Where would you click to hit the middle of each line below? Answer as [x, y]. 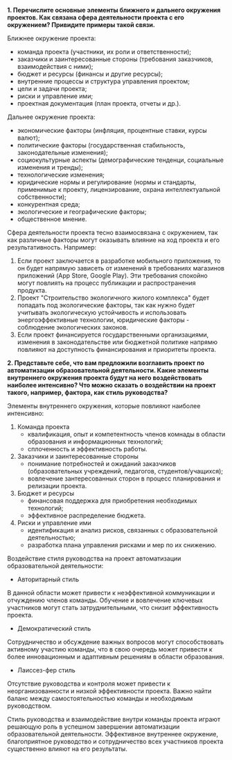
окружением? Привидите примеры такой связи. [81, 25]
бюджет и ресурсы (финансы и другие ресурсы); [90, 74]
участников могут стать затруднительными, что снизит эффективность [113, 607]
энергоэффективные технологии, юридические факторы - [103, 320]
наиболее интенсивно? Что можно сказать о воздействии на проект [111, 385]
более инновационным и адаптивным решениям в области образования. [116, 657]
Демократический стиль [54, 628]
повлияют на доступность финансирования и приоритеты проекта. [117, 349]
